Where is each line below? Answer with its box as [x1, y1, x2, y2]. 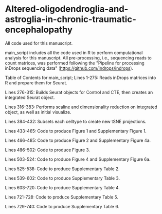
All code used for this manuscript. [5, 40, 73, 46]
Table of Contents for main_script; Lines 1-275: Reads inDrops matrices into [5, 75, 156, 80]
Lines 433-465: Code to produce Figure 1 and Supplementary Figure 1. [5, 128, 147, 134]
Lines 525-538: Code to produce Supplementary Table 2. [5, 166, 120, 172]
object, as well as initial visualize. [5, 109, 72, 115]
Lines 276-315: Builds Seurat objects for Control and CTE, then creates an [5, 89, 153, 95]
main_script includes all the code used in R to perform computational [5, 50, 143, 56]
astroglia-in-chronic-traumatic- [5, 14, 136, 25]
